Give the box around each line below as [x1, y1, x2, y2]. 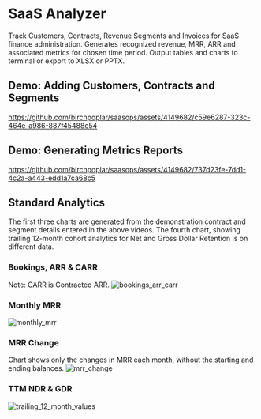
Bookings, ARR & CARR [8, 262, 99, 273]
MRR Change [8, 337, 59, 348]
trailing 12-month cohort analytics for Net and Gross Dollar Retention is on [8, 234, 248, 243]
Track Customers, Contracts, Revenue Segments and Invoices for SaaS [8, 31, 239, 40]
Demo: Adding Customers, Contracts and [8, 79, 215, 92]
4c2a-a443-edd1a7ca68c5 [8, 173, 96, 183]
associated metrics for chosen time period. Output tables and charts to [8, 47, 238, 57]
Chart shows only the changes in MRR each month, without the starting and [8, 355, 254, 364]
